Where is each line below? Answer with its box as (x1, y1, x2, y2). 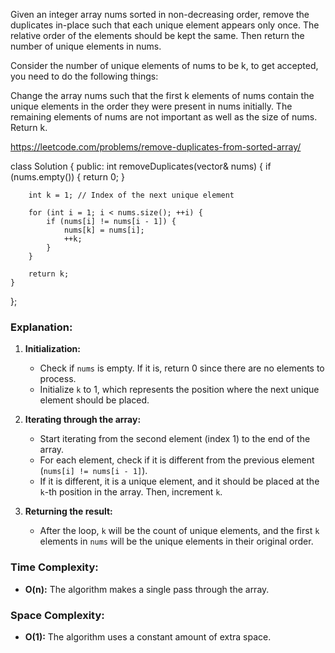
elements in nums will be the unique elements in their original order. (39, 535, 314, 548)
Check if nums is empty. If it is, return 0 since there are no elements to (39, 362, 325, 374)
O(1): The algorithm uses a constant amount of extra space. (24, 630, 272, 643)
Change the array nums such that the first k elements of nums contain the (10, 90, 315, 101)
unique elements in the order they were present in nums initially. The (10, 100, 293, 112)
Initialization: (24, 343, 81, 355)
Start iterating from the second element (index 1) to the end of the (39, 433, 311, 445)
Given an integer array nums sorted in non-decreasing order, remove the (10, 9, 310, 20)
